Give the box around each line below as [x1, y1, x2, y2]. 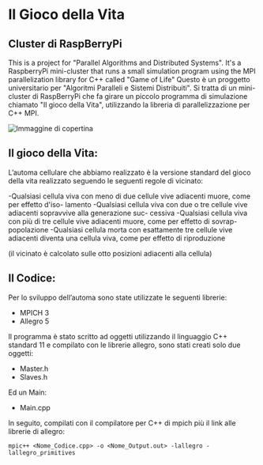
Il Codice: [8, 271, 56, 285]
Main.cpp [19, 403, 51, 412]
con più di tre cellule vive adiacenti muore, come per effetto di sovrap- [8, 216, 238, 226]
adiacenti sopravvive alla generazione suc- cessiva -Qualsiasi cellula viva [8, 208, 248, 217]
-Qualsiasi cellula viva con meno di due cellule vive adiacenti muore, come [8, 191, 251, 201]
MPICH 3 [19, 308, 50, 317]
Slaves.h [19, 372, 48, 381]
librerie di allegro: [8, 426, 66, 436]
